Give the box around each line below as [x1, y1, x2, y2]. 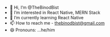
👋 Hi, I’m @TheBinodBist [9, 5, 59, 10]
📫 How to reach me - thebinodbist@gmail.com [9, 20, 105, 26]
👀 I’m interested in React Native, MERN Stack [9, 10, 101, 15]
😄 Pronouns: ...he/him [9, 27, 55, 33]
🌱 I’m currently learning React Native [9, 15, 84, 20]
